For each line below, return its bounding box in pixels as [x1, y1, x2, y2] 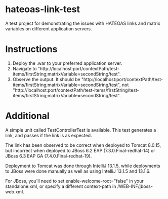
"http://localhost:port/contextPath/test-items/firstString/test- [12, 87, 139, 93]
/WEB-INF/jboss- [117, 183, 153, 189]
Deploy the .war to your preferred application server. [12, 60, 122, 66]
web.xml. [5, 188, 24, 194]
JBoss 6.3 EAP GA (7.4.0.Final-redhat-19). [5, 153, 92, 159]
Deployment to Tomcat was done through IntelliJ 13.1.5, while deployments [5, 163, 160, 169]
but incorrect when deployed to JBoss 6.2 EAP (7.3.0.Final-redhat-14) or [5, 147, 155, 153]
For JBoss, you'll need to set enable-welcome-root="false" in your [5, 178, 144, 184]
